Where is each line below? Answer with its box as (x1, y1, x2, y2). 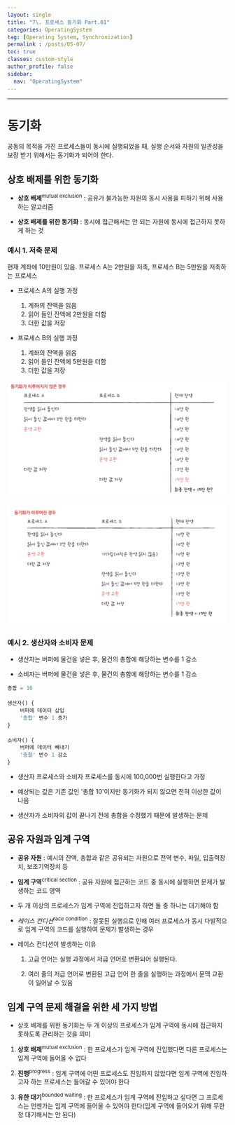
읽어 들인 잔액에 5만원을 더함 (27, 358, 107, 366)
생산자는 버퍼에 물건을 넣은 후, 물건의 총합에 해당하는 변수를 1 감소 (17, 655, 197, 663)
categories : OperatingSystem (7, 26, 92, 33)
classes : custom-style (7, 56, 73, 63)
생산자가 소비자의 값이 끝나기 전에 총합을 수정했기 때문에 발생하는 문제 (17, 811, 208, 820)
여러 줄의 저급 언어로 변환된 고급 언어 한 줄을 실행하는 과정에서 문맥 (27, 970, 211, 978)
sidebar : (7, 70, 33, 77)
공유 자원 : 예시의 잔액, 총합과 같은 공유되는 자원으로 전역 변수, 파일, (17, 853, 201, 862)
